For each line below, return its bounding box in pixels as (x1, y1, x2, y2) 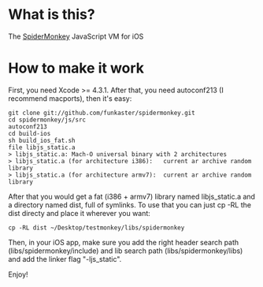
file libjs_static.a (8, 143, 76, 151)
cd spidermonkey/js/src (8, 116, 87, 124)
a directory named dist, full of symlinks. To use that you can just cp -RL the (8, 199, 252, 210)
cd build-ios (8, 129, 51, 137)
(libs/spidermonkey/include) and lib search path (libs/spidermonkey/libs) (8, 246, 243, 255)
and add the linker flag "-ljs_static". (8, 254, 122, 263)
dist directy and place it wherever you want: (8, 208, 151, 218)
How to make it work (8, 59, 144, 77)
